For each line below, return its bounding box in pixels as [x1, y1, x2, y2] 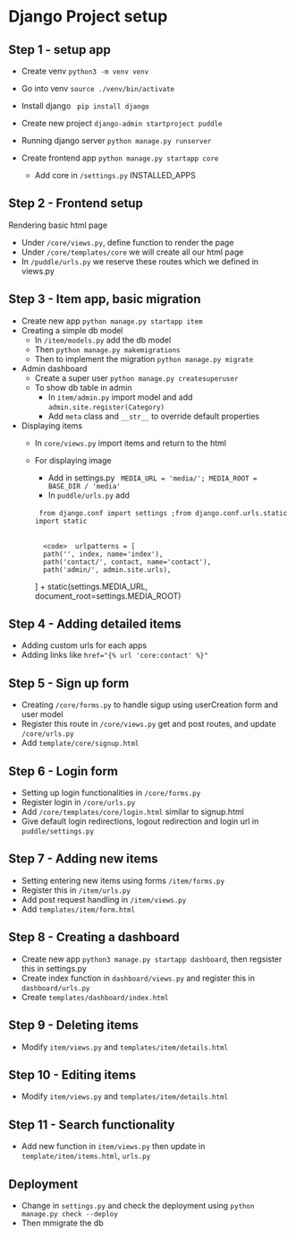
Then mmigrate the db [21, 1217, 104, 1228]
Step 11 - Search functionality [8, 1117, 175, 1132]
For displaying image [34, 454, 113, 465]
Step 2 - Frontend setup [8, 195, 144, 212]
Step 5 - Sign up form [8, 675, 130, 691]
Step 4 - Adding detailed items [8, 617, 182, 632]
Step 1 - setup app [8, 42, 111, 57]
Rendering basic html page [8, 220, 108, 230]
